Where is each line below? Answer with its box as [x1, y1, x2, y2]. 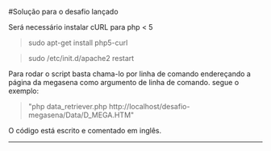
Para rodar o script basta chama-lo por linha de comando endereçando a [8, 69, 252, 79]
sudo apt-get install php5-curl [27, 38, 128, 47]
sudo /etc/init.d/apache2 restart [27, 54, 135, 63]
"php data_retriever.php [27, 102, 107, 111]
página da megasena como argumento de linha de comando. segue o [8, 78, 240, 87]
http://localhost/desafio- [108, 102, 190, 111]
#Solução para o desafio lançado [8, 7, 119, 16]
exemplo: [8, 86, 39, 96]
